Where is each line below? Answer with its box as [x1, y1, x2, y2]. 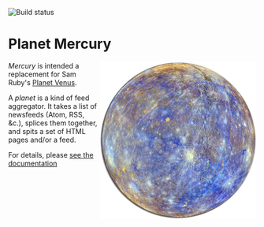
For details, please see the [8, 150, 94, 159]
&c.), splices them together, [8, 118, 98, 128]
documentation [8, 158, 58, 168]
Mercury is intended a [8, 61, 80, 70]
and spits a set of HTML [8, 126, 87, 136]
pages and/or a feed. [8, 135, 76, 144]
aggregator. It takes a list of [8, 101, 97, 110]
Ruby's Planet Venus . [8, 77, 77, 87]
